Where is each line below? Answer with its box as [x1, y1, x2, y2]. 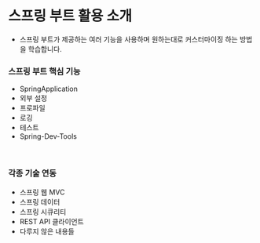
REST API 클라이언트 [19, 216, 84, 226]
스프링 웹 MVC [19, 187, 65, 197]
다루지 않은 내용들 [19, 227, 75, 236]
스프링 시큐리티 [19, 207, 67, 216]
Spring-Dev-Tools [19, 132, 77, 141]
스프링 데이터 [19, 197, 60, 206]
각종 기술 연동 [8, 168, 57, 179]
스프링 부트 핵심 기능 [8, 66, 81, 77]
